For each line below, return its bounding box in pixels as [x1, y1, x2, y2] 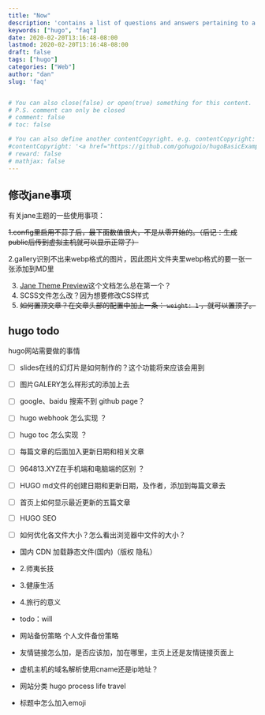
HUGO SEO [19, 513, 57, 522]
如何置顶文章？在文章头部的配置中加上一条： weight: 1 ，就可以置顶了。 [19, 301, 256, 310]
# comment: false [8, 114, 65, 122]
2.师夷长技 [19, 563, 54, 573]
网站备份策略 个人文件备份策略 [19, 630, 119, 640]
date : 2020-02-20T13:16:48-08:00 [8, 33, 118, 42]
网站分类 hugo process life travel [19, 681, 126, 691]
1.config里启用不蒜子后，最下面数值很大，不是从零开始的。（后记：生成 [8, 228, 238, 237]
